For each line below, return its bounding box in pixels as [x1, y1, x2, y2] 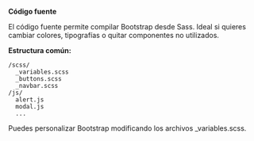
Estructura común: [8, 46, 71, 55]
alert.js [15, 96, 44, 104]
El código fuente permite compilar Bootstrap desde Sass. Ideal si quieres [8, 22, 246, 31]
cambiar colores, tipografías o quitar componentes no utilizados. [8, 31, 220, 40]
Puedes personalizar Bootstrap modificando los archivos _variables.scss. [8, 124, 247, 133]
